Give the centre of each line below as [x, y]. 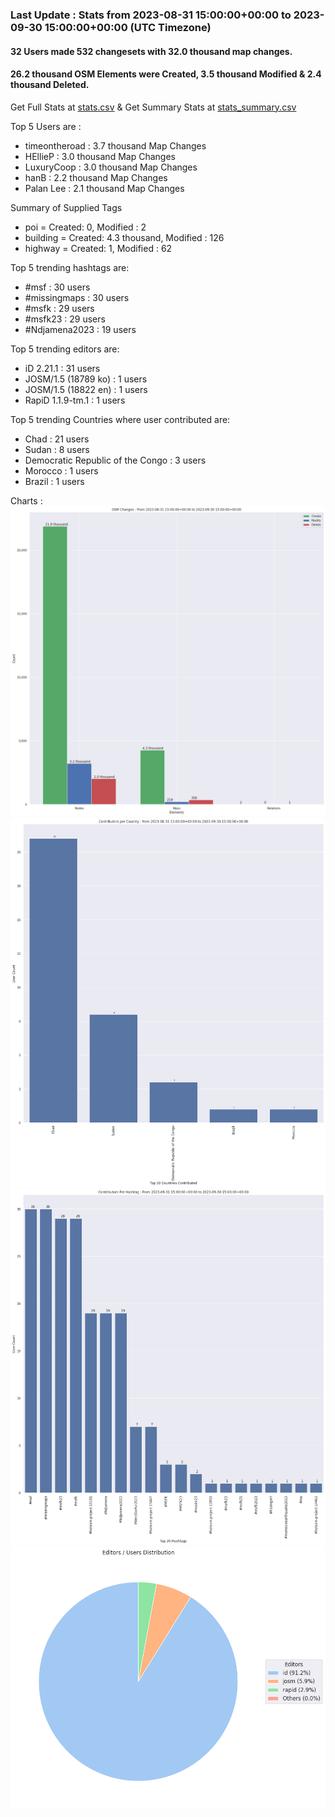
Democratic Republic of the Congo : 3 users [115, 460]
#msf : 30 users [57, 287]
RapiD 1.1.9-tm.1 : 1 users [75, 400]
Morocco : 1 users [61, 470]
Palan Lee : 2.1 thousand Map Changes [104, 188]
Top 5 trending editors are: [65, 349]
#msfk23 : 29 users [65, 319]
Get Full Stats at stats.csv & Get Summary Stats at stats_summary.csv [153, 107]
